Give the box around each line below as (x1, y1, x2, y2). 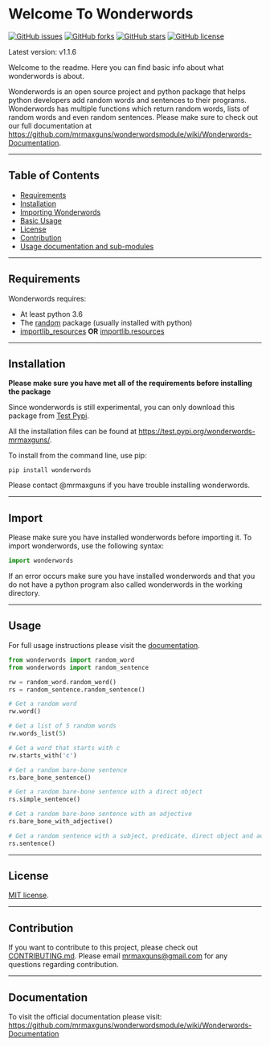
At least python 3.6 (19, 309, 83, 318)
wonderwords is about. (8, 71, 84, 80)
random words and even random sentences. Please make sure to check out (8, 112, 259, 121)
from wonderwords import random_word (8, 656, 135, 664)
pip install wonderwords (8, 466, 92, 474)
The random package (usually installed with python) (19, 318, 193, 327)
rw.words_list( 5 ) (8, 729, 67, 737)
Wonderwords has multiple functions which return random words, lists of (8, 104, 250, 113)
